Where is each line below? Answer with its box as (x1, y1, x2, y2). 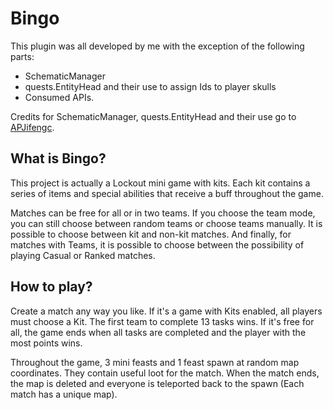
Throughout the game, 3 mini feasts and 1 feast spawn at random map (10, 356, 300, 368)
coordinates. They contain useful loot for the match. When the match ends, (10, 367, 320, 379)
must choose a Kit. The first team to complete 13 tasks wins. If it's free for (10, 315, 315, 327)
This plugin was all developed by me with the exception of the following (10, 40, 305, 52)
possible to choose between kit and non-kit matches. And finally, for (10, 228, 292, 240)
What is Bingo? (10, 150, 107, 167)
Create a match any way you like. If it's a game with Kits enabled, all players (10, 305, 323, 317)
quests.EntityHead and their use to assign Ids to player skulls (24, 80, 277, 92)
